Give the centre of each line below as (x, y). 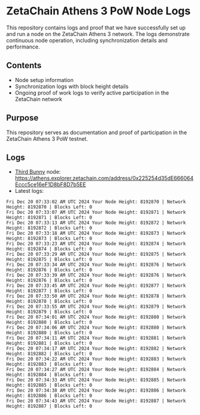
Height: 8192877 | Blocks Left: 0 (49, 291)
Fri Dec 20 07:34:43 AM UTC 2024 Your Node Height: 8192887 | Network (96, 401)
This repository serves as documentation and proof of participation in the (97, 132)
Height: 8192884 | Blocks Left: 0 (49, 375)
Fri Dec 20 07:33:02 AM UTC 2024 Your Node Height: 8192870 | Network (96, 202)
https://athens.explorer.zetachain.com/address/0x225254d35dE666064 (104, 178)
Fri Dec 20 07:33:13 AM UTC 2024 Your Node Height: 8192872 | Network (96, 223)
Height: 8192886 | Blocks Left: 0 (49, 396)
